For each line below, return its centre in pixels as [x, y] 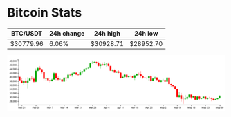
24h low [146, 34]
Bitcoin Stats [45, 13]
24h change [67, 34]
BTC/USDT [27, 34]
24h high [107, 34]
